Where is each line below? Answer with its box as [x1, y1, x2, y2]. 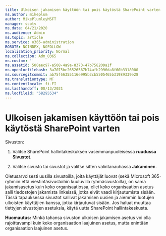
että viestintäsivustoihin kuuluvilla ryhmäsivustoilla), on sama [21, 179, 146, 185]
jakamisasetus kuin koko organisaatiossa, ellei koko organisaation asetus [5, 184, 154, 190]
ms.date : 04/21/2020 [5, 26, 48, 31]
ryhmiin [5, 179, 21, 185]
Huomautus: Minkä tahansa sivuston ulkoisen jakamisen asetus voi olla [5, 215, 151, 221]
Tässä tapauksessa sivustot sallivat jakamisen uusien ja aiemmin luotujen [5, 195, 155, 201]
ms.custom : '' [5, 58, 35, 63]
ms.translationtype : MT [5, 77, 55, 82]
